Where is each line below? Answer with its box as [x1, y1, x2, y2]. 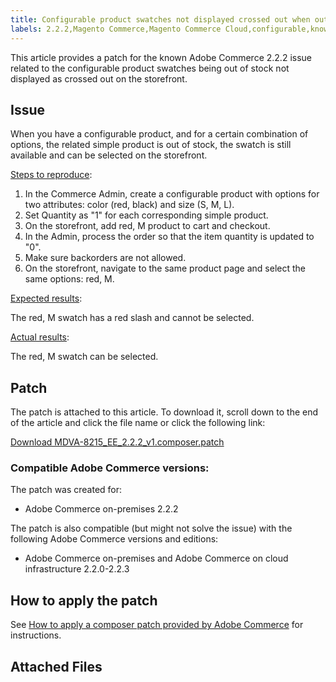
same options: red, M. [24, 273, 115, 285]
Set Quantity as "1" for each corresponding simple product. [24, 209, 269, 221]
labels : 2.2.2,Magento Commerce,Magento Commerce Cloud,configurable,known [10, 24, 333, 34]
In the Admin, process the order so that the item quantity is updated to [24, 231, 315, 243]
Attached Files [10, 658, 103, 675]
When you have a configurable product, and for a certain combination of [10, 128, 309, 140]
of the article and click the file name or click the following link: [10, 417, 266, 429]
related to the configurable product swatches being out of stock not [10, 62, 290, 74]
